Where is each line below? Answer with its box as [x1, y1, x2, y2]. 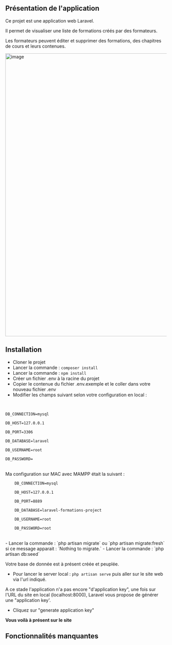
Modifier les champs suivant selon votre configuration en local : [12, 392, 147, 398]
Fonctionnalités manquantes [5, 632, 99, 640]
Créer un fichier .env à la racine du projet [12, 375, 100, 381]
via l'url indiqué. [12, 576, 47, 582]
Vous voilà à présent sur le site [5, 617, 72, 623]
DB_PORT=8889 [14, 498, 42, 504]
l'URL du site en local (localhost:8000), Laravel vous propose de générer [5, 592, 159, 598]
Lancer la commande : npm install [12, 370, 87, 376]
